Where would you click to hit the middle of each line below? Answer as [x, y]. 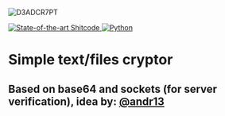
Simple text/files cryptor [91, 60]
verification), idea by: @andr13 [86, 101]
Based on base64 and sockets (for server [112, 89]
